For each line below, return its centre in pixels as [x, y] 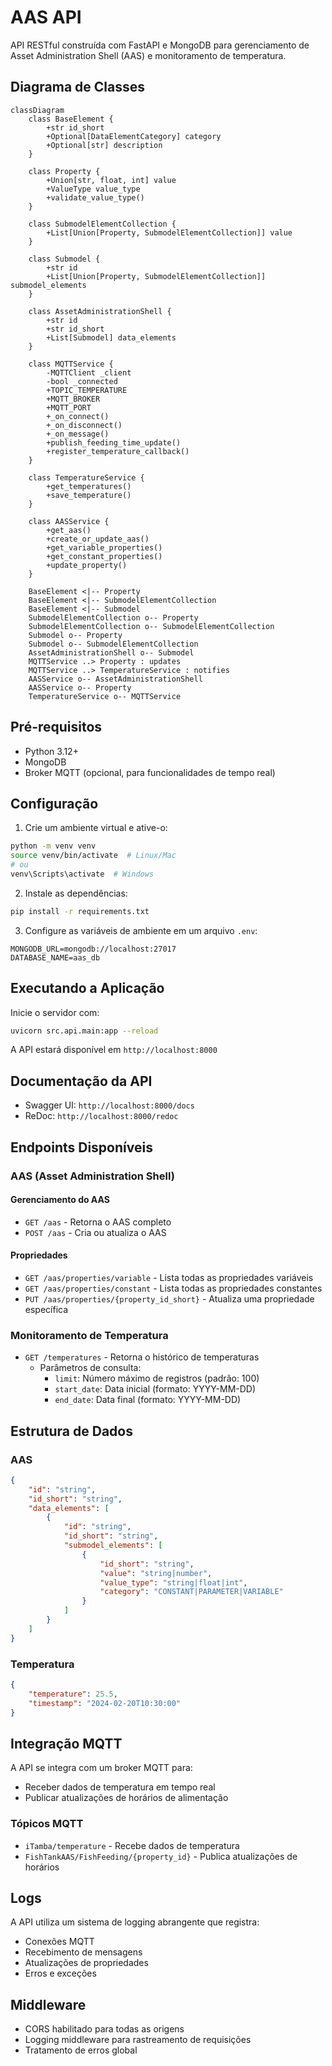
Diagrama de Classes [78, 87]
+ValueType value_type [93, 189]
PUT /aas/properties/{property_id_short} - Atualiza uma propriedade [169, 1298]
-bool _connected [82, 381]
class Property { [64, 171]
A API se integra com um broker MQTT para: [101, 1768]
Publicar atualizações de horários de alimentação [126, 1798]
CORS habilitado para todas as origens [104, 2029]
